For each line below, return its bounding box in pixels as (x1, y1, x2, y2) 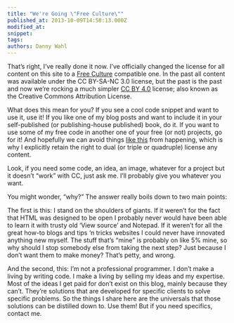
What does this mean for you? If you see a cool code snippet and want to (7, 106, 219, 114)
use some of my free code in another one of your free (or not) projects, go (7, 128, 223, 136)
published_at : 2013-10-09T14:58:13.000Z (7, 17, 128, 24)
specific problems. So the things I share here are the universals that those (7, 294, 221, 303)
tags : (7, 37, 23, 44)
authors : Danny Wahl (7, 43, 68, 50)
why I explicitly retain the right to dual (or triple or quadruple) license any (7, 143, 218, 151)
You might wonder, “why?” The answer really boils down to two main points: (7, 192, 228, 201)
